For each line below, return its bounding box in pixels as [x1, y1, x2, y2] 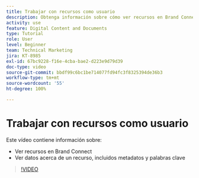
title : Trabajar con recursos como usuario [6, 8, 115, 15]
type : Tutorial [6, 31, 44, 37]
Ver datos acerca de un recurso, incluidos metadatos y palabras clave [14, 154, 185, 161]
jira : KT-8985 [6, 53, 41, 59]
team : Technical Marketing [6, 47, 73, 53]
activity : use [6, 20, 41, 26]
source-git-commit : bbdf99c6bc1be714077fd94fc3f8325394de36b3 [6, 69, 163, 75]
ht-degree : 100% [6, 86, 46, 92]
